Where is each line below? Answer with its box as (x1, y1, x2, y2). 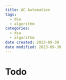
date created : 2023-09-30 (5, 40, 59, 45)
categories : (5, 26, 30, 31)
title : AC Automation (5, 7, 50, 12)
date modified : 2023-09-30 (5, 44, 61, 49)
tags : (5, 12, 16, 17)
